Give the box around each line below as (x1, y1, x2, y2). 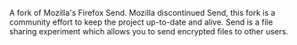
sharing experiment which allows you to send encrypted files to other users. (9, 26, 289, 36)
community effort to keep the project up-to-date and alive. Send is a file (9, 17, 274, 27)
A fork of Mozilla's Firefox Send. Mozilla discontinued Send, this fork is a (9, 8, 276, 18)
